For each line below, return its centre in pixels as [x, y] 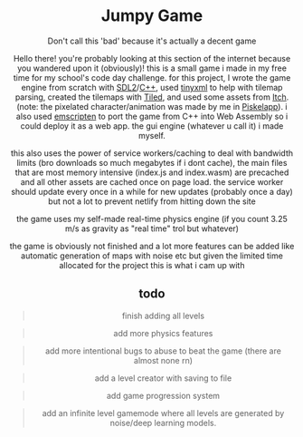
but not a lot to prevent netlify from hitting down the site [152, 201]
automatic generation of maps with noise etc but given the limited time [152, 256]
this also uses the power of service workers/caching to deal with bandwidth [152, 153]
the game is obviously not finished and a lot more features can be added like [152, 246]
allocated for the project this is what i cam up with [152, 265]
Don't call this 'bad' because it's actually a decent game [152, 41]
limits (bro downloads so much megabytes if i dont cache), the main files [152, 162]
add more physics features [163, 333]
